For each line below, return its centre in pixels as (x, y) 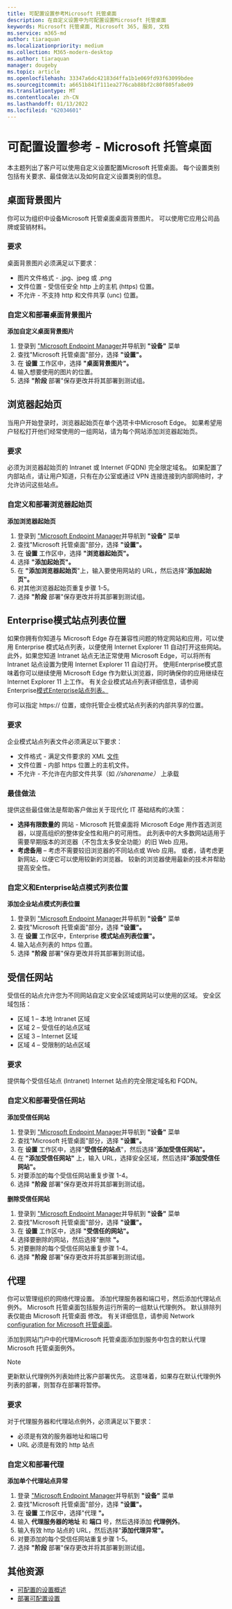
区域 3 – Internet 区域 (47, 1036)
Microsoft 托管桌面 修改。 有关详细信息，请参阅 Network (114, 1316)
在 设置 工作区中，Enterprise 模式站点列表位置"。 (88, 936)
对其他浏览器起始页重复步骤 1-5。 (65, 588)
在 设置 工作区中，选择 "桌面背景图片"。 (75, 363)
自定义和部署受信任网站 (46, 1101)
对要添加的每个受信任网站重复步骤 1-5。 (74, 1539)
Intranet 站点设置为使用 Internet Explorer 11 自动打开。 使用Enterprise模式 (112, 664)
